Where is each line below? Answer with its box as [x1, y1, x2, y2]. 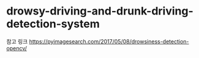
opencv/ [6, 44, 28, 52]
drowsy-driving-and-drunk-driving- [6, 4, 194, 18]
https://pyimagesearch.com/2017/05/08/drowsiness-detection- [29, 37, 189, 45]
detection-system [6, 17, 100, 31]
